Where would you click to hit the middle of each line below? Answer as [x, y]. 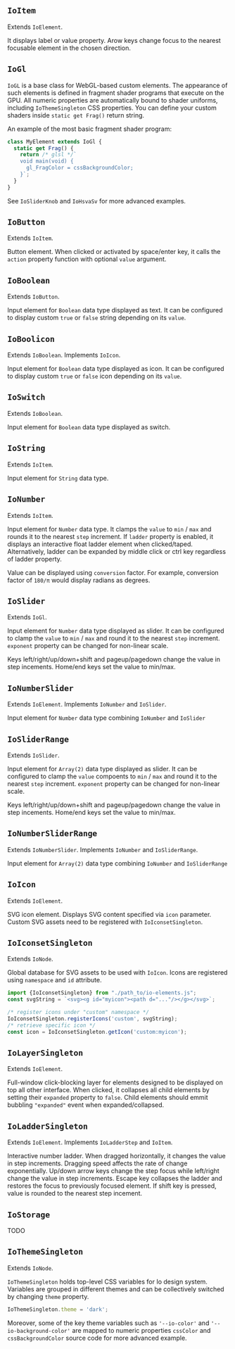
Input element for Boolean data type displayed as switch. [89, 427]
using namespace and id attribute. [55, 980]
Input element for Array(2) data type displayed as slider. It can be [102, 768]
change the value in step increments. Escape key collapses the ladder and [115, 1179]
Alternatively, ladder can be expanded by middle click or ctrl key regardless [117, 551]
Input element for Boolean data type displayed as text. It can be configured [115, 310]
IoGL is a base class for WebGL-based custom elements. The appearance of [118, 85]
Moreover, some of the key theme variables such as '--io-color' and [108, 1323]
